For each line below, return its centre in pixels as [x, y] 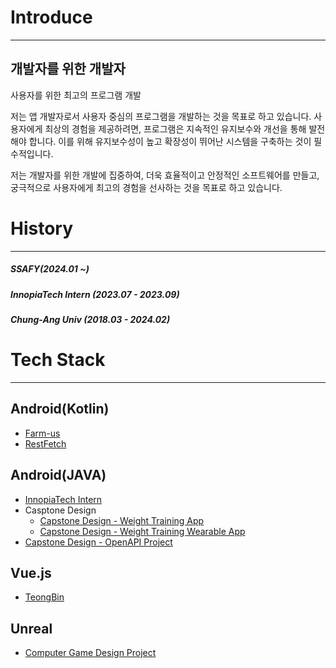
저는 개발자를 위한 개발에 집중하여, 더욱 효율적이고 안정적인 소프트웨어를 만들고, [165, 175]
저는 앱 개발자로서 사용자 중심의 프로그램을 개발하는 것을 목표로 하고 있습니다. [161, 116]
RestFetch [45, 443]
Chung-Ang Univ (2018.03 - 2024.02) [90, 320]
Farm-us [42, 433]
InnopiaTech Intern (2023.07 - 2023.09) [95, 294]
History [42, 228]
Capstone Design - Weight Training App [122, 520]
